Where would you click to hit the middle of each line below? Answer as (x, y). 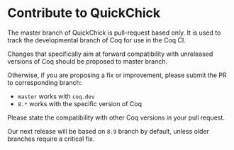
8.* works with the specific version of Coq (80, 103)
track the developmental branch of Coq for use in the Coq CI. (97, 40)
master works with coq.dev (56, 96)
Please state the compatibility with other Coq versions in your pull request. (116, 117)
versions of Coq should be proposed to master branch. (88, 61)
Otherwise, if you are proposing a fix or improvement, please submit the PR (117, 75)
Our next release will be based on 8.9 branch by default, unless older (108, 131)
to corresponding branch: (45, 82)
